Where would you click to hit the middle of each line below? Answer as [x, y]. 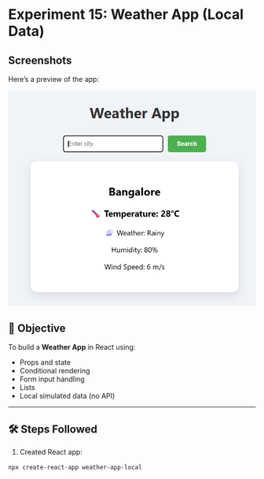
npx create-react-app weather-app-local [75, 467]
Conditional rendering [55, 371]
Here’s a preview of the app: [54, 79]
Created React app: [51, 451]
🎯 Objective [37, 328]
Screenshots [40, 60]
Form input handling [52, 379]
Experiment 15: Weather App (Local [126, 15]
